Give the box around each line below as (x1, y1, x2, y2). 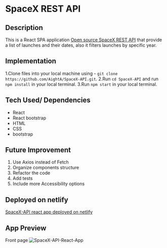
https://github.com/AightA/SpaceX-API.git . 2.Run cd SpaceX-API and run (5, 76, 158, 82)
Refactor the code (12, 170, 51, 176)
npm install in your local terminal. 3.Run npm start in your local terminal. (5, 81, 157, 87)
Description (5, 23, 43, 32)
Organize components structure (12, 165, 79, 171)
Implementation (5, 57, 57, 66)
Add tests (12, 175, 33, 181)
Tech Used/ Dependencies (5, 96, 91, 105)
